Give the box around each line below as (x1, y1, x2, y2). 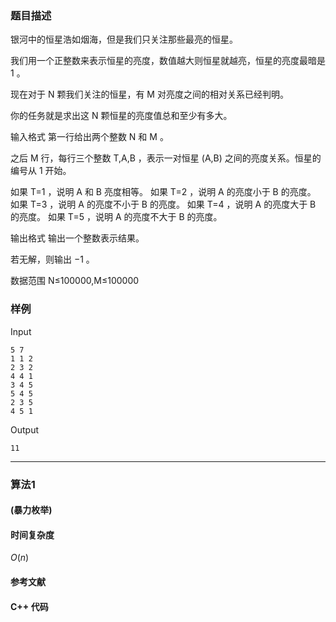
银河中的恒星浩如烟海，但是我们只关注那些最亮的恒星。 (10, 33, 238, 46)
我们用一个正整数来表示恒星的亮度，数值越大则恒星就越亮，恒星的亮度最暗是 (10, 55, 326, 67)
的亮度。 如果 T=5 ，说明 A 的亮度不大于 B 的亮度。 (10, 211, 223, 223)
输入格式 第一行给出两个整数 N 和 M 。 (10, 131, 169, 143)
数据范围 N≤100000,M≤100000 (10, 275, 140, 287)
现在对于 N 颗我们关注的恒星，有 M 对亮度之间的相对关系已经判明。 (10, 88, 289, 101)
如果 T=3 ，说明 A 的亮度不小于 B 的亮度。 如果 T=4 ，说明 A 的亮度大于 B (10, 198, 317, 211)
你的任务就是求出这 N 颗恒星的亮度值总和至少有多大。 (10, 110, 233, 122)
